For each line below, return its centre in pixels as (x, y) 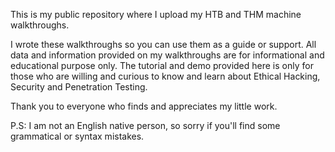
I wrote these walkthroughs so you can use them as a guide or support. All (163, 44)
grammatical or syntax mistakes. (77, 136)
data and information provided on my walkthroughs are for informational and (167, 55)
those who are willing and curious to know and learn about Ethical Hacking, (165, 76)
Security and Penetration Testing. (79, 87)
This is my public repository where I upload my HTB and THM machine (156, 14)
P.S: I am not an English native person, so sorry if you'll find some (145, 125)
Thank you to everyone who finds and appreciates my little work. (144, 106)
